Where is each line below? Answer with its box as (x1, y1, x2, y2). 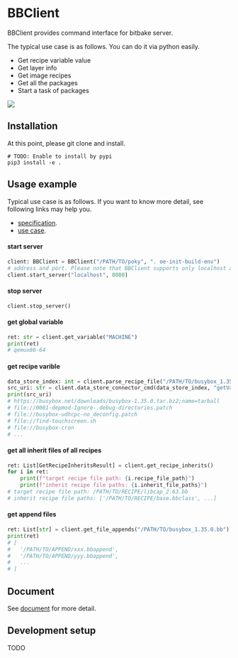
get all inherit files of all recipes (7, 446, 102, 454)
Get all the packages (17, 78, 78, 87)
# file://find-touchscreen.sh (7, 417, 97, 424)
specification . (17, 218, 58, 227)
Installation (7, 120, 58, 132)
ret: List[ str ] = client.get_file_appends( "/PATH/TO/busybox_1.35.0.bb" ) (7, 526, 230, 534)
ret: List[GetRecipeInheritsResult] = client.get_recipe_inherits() (7, 462, 214, 469)
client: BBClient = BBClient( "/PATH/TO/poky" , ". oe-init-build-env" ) (7, 258, 220, 265)
